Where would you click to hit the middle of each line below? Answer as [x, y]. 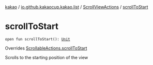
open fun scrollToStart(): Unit [38, 39]
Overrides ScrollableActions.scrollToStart [46, 48]
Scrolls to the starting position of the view [46, 57]
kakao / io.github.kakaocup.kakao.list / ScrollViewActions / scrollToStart [77, 7]
